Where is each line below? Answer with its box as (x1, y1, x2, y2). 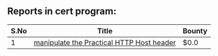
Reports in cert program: (7, 6, 117, 17)
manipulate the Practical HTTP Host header (34, 37, 176, 47)
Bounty (182, 26, 208, 35)
